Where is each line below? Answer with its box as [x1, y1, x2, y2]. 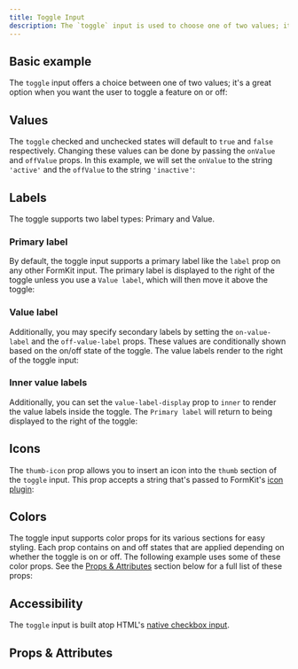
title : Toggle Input [9, 12, 86, 22]
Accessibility [9, 595, 83, 611]
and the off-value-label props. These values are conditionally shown [30, 336, 286, 346]
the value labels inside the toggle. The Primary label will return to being [9, 406, 273, 416]
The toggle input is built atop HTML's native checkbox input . [9, 619, 231, 630]
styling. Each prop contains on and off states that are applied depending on [9, 542, 286, 553]
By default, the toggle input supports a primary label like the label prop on [9, 256, 281, 267]
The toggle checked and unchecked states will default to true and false [9, 136, 273, 147]
